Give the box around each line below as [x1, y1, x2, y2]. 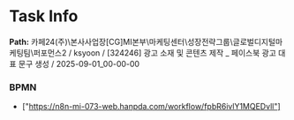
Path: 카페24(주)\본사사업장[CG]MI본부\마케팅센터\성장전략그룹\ [9, 36, 234, 47]
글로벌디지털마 [232, 36, 283, 47]
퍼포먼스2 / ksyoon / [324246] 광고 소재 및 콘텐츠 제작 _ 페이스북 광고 [33, 47, 276, 58]
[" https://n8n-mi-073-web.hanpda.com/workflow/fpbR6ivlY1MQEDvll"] [21, 101, 281, 112]
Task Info [9, 6, 79, 26]
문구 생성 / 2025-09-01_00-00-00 [18, 58, 139, 69]
